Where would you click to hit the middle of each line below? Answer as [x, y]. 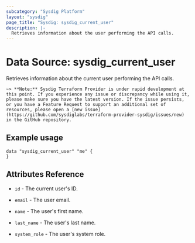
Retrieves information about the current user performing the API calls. [90, 78]
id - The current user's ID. [46, 189]
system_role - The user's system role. [60, 234]
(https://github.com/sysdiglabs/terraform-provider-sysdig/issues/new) [95, 115]
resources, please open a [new [44, 110]
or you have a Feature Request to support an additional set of [86, 105]
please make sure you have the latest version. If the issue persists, [95, 100]
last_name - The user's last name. [55, 223]
